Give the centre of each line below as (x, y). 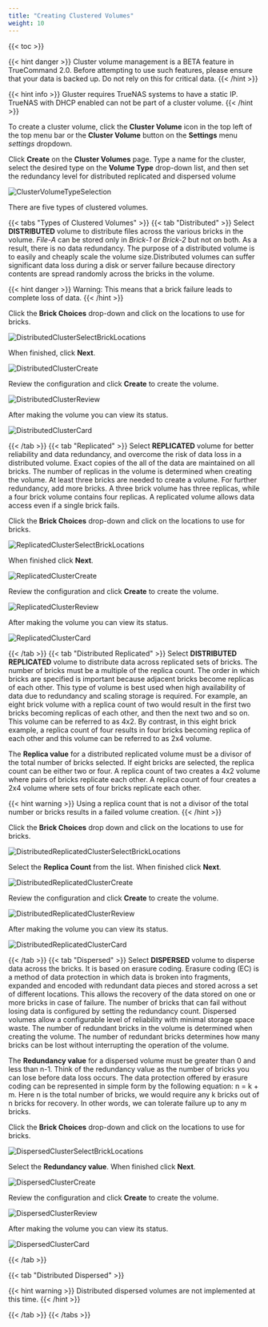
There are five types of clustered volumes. (78, 207)
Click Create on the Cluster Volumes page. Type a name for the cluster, (127, 159)
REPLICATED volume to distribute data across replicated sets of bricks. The (133, 662)
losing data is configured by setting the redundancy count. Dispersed (122, 1011)
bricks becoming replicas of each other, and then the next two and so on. (129, 712)
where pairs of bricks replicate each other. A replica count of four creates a (132, 779)
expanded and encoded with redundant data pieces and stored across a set (133, 985)
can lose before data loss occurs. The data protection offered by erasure (128, 1077)
